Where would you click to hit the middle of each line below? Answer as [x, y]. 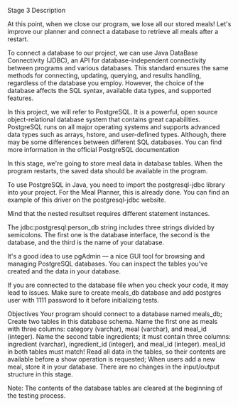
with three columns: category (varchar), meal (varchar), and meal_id [107, 329]
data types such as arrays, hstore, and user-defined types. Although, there [117, 135]
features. [21, 98]
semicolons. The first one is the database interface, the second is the [109, 235]
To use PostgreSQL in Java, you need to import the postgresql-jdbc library [116, 185]
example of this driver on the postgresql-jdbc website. [87, 200]
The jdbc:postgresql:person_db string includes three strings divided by [111, 227]
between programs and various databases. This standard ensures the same [118, 68]
